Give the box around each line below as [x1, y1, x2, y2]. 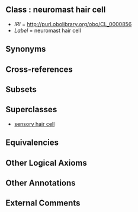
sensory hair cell [14, 120, 55, 127]
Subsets [5, 84, 37, 94]
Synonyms [5, 44, 46, 54]
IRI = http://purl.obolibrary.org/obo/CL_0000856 [14, 20, 132, 27]
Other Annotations [5, 178, 76, 188]
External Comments [5, 198, 81, 208]
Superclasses [5, 105, 57, 115]
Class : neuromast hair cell [5, 5, 106, 15]
